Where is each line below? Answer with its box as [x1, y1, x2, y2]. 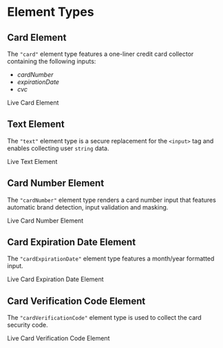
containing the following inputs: [7, 57, 96, 65]
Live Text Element [7, 157, 58, 165]
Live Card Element [7, 99, 59, 107]
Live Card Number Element [7, 216, 84, 225]
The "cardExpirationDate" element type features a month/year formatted [7, 254, 215, 263]
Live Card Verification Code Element [7, 334, 110, 342]
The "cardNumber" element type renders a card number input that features [7, 196, 217, 204]
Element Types [7, 4, 94, 20]
